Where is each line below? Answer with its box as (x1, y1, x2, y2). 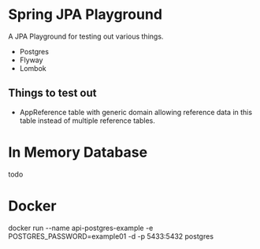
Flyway (19, 55, 43, 65)
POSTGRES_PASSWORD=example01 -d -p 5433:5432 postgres (8, 231, 214, 241)
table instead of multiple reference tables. (19, 116, 155, 125)
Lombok (19, 63, 47, 72)
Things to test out (8, 87, 97, 100)
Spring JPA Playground (8, 6, 163, 24)
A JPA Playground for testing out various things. (8, 32, 164, 41)
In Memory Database (8, 143, 148, 161)
